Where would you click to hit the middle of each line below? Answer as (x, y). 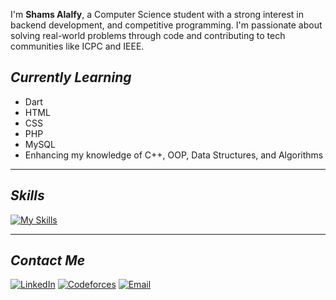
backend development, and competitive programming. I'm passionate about (166, 25)
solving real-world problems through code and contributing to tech (148, 35)
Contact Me (48, 260)
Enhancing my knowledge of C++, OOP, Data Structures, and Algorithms (174, 155)
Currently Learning (71, 77)
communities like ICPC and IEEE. (77, 46)
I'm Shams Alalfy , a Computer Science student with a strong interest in (157, 14)
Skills (27, 195)
